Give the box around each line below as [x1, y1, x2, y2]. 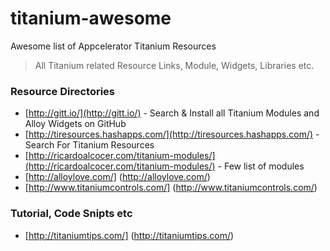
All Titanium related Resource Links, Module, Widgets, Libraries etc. [34, 59, 315, 71]
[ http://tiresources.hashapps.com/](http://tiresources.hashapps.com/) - [24, 128, 320, 141]
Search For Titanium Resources [24, 139, 155, 151]
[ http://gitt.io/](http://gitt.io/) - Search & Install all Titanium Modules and [24, 107, 320, 119]
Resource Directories [10, 84, 115, 98]
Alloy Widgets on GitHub [24, 118, 127, 130]
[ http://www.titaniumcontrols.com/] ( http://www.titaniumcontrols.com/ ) [24, 182, 318, 194]
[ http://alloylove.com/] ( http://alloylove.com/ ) [24, 171, 211, 183]
